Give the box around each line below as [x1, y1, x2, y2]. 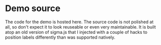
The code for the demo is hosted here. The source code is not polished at [5, 19, 154, 25]
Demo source [5, 3, 61, 14]
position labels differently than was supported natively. [5, 34, 115, 40]
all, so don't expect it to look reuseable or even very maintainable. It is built [5, 24, 156, 30]
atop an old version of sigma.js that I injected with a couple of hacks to [5, 29, 148, 35]
